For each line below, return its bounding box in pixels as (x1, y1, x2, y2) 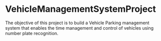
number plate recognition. (5, 30, 58, 36)
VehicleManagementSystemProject (5, 3, 156, 15)
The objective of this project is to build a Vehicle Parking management (5, 20, 149, 26)
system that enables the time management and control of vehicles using (5, 25, 154, 31)
